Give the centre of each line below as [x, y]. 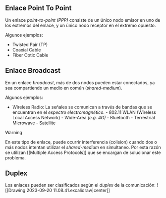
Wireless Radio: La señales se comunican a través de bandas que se [82, 107]
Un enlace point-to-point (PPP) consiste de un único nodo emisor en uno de [83, 20]
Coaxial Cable [27, 49]
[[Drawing [15, 191]
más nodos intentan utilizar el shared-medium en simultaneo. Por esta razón [83, 147]
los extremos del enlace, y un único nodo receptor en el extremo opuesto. [81, 25]
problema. [16, 157]
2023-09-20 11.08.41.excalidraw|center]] [68, 191]
